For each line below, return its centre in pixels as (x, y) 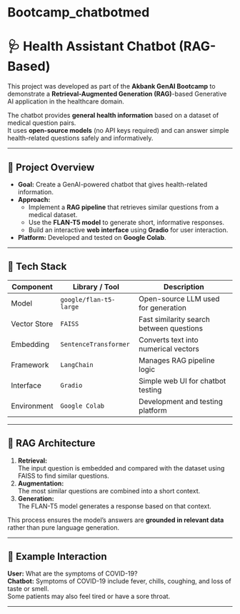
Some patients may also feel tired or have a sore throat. (89, 596)
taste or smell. (28, 589)
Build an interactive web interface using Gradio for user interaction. (128, 230)
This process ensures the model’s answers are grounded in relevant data (116, 520)
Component (32, 286)
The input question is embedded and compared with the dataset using (121, 468)
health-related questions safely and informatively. (80, 138)
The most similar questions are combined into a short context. (109, 490)
